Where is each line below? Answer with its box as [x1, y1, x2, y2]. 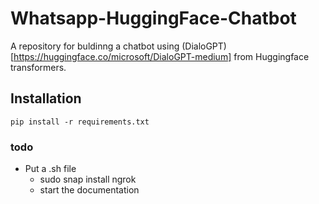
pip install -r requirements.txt [10, 117, 150, 127]
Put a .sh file [24, 163, 77, 175]
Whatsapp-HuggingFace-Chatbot [10, 7, 297, 30]
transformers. [10, 61, 67, 73]
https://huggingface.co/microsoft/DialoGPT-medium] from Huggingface [13, 50, 310, 62]
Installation [10, 90, 82, 107]
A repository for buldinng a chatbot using [10, 40, 180, 52]
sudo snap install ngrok [39, 173, 137, 186]
